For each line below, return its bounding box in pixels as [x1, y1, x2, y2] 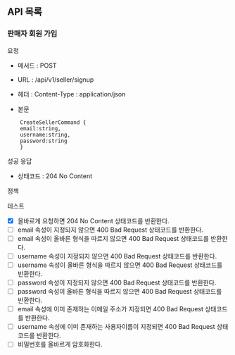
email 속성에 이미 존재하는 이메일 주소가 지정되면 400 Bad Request [17, 305, 204, 313]
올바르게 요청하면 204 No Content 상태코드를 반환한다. [17, 216, 170, 225]
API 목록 [7, 6, 42, 18]
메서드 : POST [17, 61, 57, 70]
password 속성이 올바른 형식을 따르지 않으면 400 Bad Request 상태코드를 [17, 287, 222, 296]
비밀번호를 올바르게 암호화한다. [17, 340, 103, 349]
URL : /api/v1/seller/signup [17, 75, 94, 84]
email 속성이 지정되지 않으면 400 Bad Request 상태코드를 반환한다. [17, 225, 204, 234]
